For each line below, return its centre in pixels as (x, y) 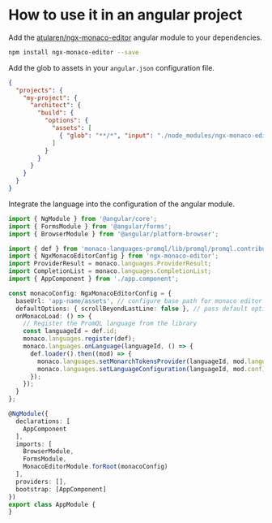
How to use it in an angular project (125, 15)
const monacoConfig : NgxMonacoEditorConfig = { (90, 293)
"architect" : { (55, 106)
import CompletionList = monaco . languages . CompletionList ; (110, 271)
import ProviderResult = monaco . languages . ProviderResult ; (110, 264)
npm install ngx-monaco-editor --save (74, 52)
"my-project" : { (51, 98)
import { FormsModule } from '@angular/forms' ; (90, 226)
